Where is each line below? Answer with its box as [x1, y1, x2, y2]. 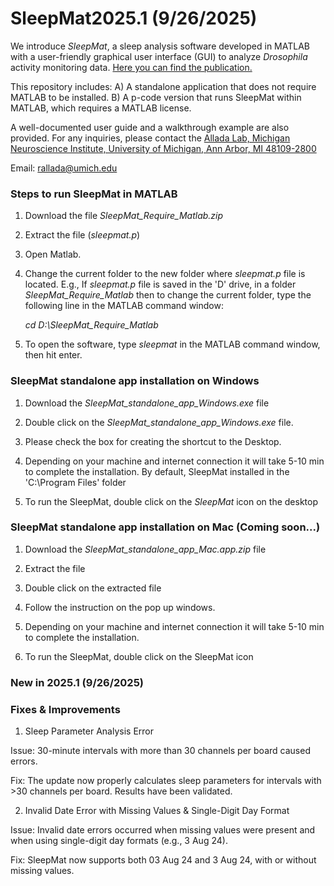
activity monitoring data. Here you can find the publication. [10, 61, 253, 73]
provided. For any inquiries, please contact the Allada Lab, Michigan [10, 132, 291, 144]
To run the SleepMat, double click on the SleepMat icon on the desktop [24, 495, 318, 507]
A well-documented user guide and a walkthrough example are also [10, 121, 290, 133]
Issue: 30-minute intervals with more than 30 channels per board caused [10, 745, 311, 757]
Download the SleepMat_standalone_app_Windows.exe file [24, 397, 270, 409]
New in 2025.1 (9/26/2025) [10, 675, 145, 689]
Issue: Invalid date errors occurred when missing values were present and [10, 824, 316, 836]
